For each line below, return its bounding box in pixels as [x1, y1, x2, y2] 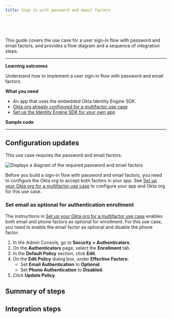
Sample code [5, 119, 34, 125]
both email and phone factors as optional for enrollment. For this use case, [5, 218, 162, 225]
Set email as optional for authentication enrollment [5, 201, 134, 209]
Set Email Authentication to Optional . [20, 261, 101, 267]
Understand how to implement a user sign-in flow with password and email [5, 72, 164, 79]
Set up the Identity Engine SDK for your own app [12, 109, 115, 115]
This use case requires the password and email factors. [5, 152, 122, 158]
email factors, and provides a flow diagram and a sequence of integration [5, 42, 160, 49]
